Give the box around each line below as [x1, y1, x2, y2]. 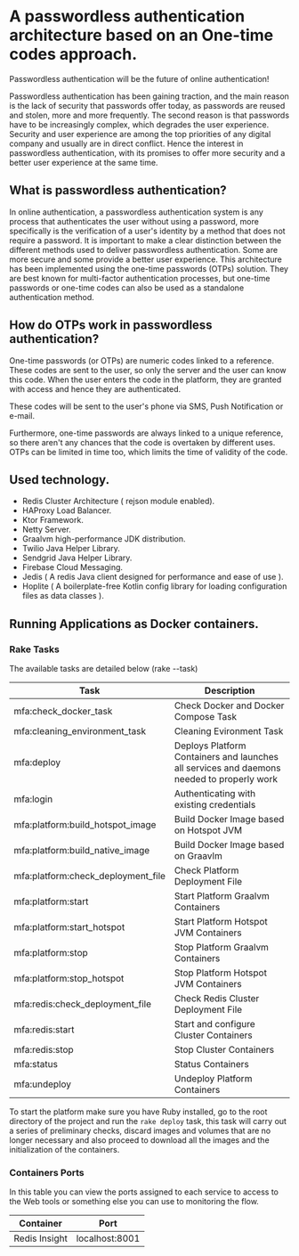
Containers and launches [174, 751, 279, 763]
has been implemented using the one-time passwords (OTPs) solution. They [9, 263, 289, 273]
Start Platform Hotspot [174, 916, 269, 928]
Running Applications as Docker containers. [9, 616, 260, 632]
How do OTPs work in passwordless [9, 318, 213, 333]
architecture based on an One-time [9, 25, 274, 45]
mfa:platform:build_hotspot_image [13, 819, 157, 831]
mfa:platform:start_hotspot [13, 921, 125, 934]
